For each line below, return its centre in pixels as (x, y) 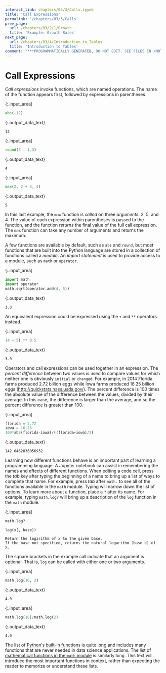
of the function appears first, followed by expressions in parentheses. (76, 95)
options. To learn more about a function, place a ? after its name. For (75, 492)
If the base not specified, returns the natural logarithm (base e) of (80, 543)
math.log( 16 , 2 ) (22, 580)
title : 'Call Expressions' (33, 14)
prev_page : (16, 24)
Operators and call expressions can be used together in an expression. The (82, 368)
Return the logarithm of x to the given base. (54, 539)
